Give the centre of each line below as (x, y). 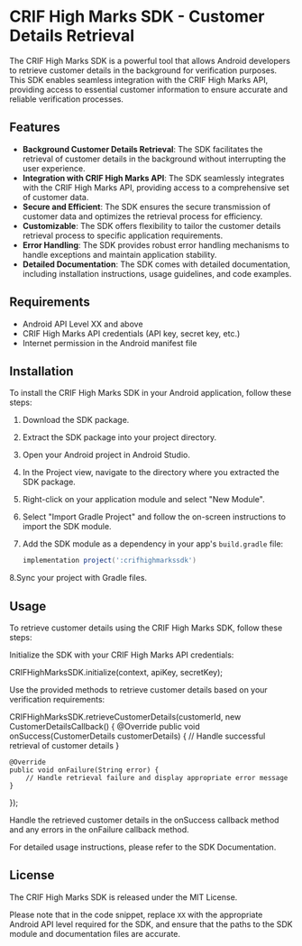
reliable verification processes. (67, 99)
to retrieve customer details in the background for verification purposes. (143, 70)
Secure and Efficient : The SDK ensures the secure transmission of (146, 207)
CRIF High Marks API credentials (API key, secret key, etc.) (131, 333)
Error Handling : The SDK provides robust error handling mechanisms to (156, 244)
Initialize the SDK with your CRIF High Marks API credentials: (122, 655)
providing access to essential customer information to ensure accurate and (149, 89)
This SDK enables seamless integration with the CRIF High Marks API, (139, 79)
